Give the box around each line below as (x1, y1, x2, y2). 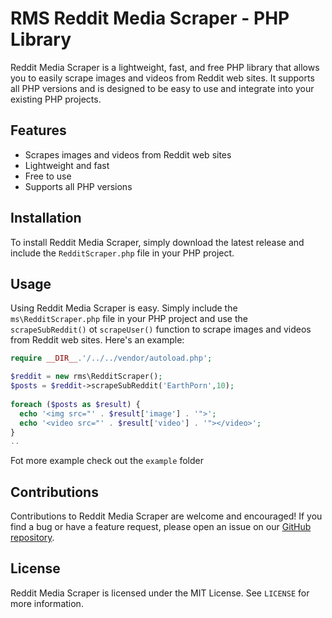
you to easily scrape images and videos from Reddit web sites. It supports (10, 72, 315, 84)
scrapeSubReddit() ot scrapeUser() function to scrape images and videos (10, 323, 312, 336)
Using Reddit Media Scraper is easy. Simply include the (10, 302, 238, 314)
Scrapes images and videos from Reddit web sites (24, 148, 232, 161)
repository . (10, 532, 55, 544)
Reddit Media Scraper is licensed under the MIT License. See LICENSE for (10, 587, 310, 599)
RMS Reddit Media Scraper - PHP (10, 7, 290, 30)
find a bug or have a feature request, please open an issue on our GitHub (10, 521, 312, 533)
